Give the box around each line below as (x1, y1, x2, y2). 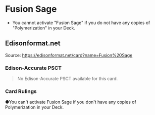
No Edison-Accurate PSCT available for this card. (17, 76, 118, 82)
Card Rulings (5, 87, 37, 94)
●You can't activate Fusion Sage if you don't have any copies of (5, 99, 136, 105)
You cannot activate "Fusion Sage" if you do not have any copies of (12, 20, 150, 26)
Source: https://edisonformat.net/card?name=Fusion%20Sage (5, 52, 133, 58)
